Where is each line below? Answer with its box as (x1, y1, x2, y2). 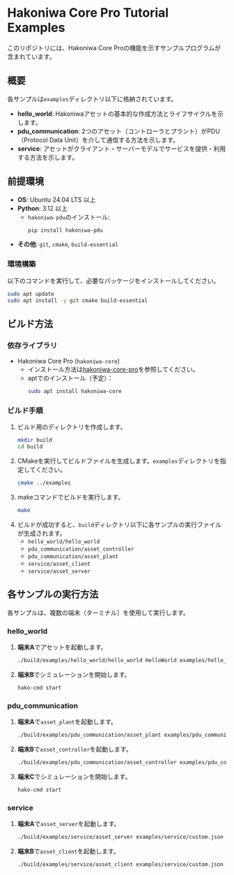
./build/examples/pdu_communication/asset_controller (17, 758, 177, 765)
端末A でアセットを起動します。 (17, 643, 107, 651)
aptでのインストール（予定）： (27, 374, 114, 382)
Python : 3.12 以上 (17, 204, 68, 212)
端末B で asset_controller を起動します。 (17, 745, 132, 753)
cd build (17, 443, 43, 451)
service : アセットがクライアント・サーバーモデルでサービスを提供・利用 (17, 144, 226, 153)
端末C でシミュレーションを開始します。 (17, 772, 132, 781)
